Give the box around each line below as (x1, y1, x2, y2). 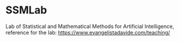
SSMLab (5, 3, 48, 17)
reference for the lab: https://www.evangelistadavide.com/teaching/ (5, 29, 171, 36)
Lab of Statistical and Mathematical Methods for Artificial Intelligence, (5, 23, 175, 30)
